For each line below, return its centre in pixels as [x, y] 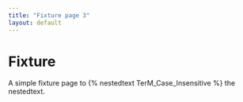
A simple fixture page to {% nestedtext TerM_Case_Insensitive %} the [122, 83]
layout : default [35, 23]
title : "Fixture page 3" [49, 15]
